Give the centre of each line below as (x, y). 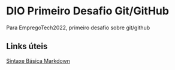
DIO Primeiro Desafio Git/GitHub (88, 11)
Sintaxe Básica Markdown (38, 60)
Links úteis (27, 46)
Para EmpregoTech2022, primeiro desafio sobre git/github (78, 28)
